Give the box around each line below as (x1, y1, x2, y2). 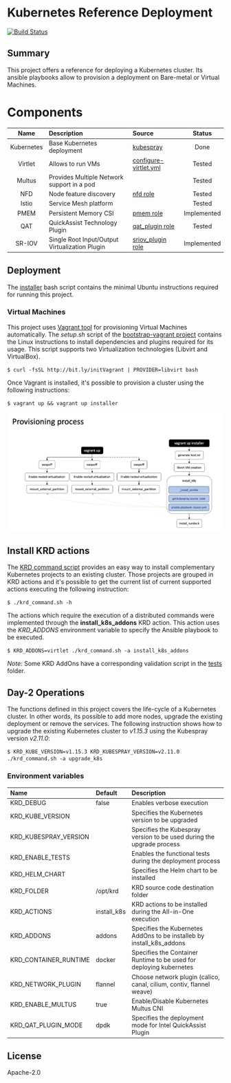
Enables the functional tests (131, 850, 210, 858)
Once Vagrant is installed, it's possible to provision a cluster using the (7, 378, 204, 387)
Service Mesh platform (48, 200, 113, 208)
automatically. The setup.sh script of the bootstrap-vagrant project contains (7, 330, 222, 339)
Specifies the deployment (131, 1014, 204, 1022)
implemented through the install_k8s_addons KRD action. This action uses (7, 619, 220, 627)
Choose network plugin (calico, (131, 972, 220, 981)
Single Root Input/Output (48, 235, 119, 244)
